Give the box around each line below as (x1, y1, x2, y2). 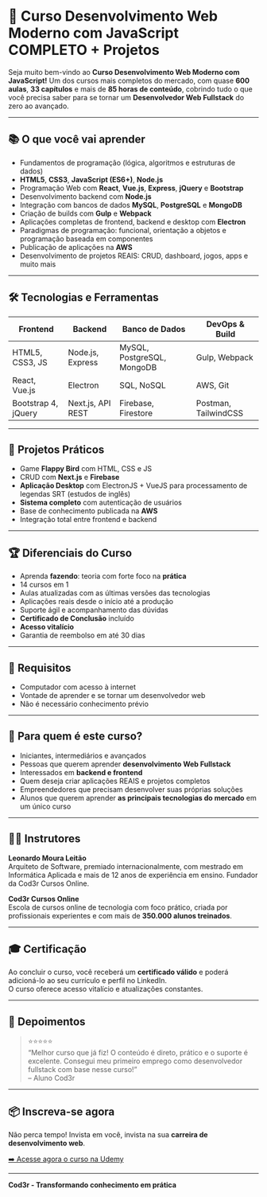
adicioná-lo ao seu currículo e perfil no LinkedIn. (8, 976, 167, 985)
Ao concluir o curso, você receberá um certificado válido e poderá (8, 967, 229, 977)
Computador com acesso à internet (19, 682, 137, 692)
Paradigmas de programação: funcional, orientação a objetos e (19, 225, 226, 235)
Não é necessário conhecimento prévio (19, 700, 149, 708)
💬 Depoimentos (8, 1015, 86, 1028)
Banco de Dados (122, 323, 186, 334)
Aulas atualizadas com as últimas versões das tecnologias (19, 588, 211, 598)
